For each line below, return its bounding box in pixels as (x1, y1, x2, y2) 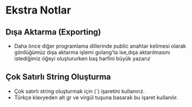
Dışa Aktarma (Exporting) (5, 27, 102, 37)
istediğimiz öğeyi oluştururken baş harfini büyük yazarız (14, 55, 151, 62)
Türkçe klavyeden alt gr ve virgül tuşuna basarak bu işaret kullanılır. (14, 93, 178, 101)
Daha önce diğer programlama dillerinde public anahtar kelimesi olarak (14, 42, 187, 49)
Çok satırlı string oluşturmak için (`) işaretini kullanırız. (14, 88, 145, 95)
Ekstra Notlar (5, 4, 71, 17)
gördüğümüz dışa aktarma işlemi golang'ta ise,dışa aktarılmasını (14, 49, 171, 56)
